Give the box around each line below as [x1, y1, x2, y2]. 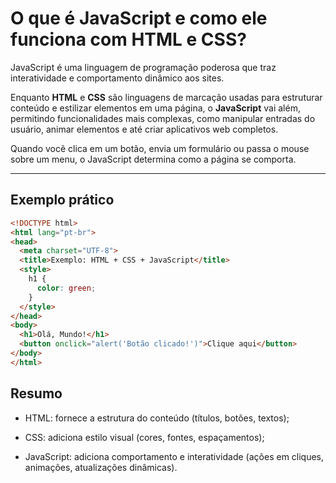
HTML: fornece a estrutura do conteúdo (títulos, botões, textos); [24, 412, 290, 424]
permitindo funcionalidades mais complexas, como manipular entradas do [10, 112, 316, 124]
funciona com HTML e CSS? [10, 28, 247, 51]
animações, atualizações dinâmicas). [24, 461, 178, 473]
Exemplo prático [10, 192, 115, 209]
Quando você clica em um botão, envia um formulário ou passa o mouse [10, 142, 310, 154]
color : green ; [36, 283, 97, 293]
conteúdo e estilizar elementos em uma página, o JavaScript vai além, [10, 102, 301, 114]
